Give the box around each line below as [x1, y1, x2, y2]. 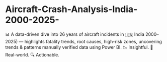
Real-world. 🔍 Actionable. [5, 51, 59, 57]
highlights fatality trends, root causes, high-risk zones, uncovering [24, 38, 162, 44]
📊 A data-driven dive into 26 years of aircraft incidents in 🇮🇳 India [5, 31, 145, 37]
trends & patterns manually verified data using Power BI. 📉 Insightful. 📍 [5, 44, 153, 50]
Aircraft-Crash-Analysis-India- [5, 4, 138, 15]
